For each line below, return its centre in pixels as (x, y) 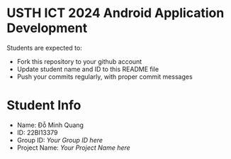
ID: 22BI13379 (37, 132)
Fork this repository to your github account (79, 61)
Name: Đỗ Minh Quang (50, 125)
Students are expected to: (44, 48)
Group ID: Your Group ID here (60, 140)
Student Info (44, 105)
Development (47, 28)
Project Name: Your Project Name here (73, 148)
